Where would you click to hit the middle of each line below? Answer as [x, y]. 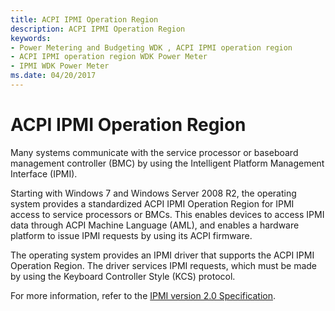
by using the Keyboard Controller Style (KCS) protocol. [123, 276]
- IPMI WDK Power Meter [60, 66]
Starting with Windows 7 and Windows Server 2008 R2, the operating [153, 193]
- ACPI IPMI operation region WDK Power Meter [109, 57]
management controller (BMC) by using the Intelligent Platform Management [167, 163]
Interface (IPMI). [44, 173]
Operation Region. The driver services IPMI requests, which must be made [164, 265]
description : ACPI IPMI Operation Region [98, 29]
